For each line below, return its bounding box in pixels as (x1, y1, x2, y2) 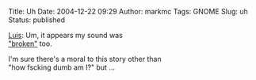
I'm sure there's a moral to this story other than (8, 55, 162, 63)
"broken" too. (8, 39, 53, 48)
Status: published (8, 15, 66, 25)
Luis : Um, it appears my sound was (8, 31, 123, 40)
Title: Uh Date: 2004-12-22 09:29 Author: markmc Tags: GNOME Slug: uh (8, 7, 248, 16)
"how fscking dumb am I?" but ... (8, 63, 115, 72)
